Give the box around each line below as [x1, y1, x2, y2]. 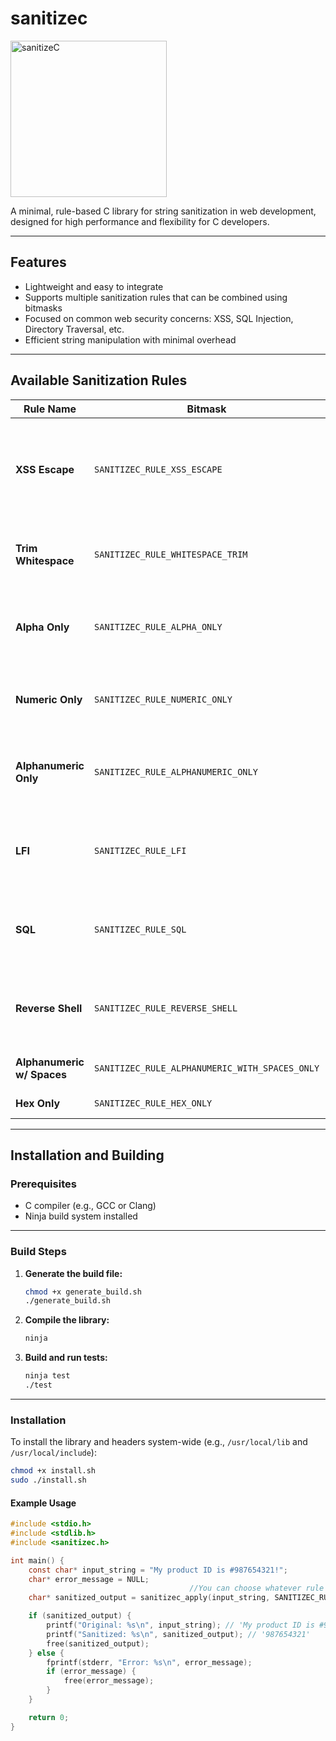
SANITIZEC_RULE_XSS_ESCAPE [94, 463, 223, 475]
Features [10, 254, 67, 271]
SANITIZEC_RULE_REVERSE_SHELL [94, 1002, 238, 1014]
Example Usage [10, 1497, 77, 1509]
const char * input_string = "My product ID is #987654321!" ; [28, 1565, 288, 1575]
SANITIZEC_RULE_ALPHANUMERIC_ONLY [94, 766, 258, 777]
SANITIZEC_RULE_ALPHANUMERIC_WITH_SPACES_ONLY [94, 1062, 320, 1074]
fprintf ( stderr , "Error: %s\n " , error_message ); [46, 1657, 253, 1667]
